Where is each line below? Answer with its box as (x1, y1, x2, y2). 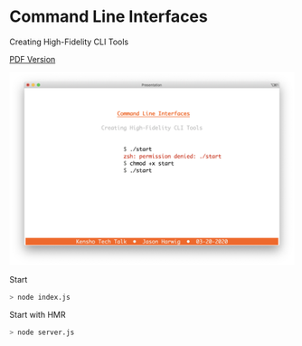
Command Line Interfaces (9, 6, 208, 27)
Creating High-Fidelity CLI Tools (9, 36, 129, 47)
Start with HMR (9, 309, 66, 320)
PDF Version (9, 53, 56, 64)
